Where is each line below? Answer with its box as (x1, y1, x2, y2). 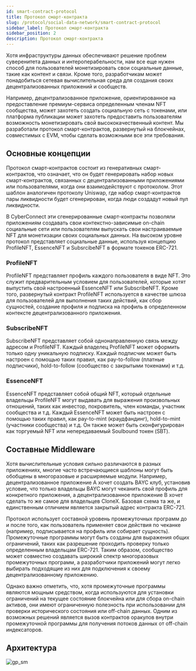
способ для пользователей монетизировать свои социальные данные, (6, 64, 184, 71)
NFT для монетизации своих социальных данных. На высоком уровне (6, 231, 183, 239)
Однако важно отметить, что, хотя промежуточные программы (6, 583, 166, 590)
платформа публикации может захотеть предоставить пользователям (6, 113, 182, 120)
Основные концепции (6, 149, 91, 159)
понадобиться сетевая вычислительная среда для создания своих (6, 77, 174, 84)
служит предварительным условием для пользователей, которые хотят (6, 278, 186, 285)
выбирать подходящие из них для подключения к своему (6, 565, 151, 572)
